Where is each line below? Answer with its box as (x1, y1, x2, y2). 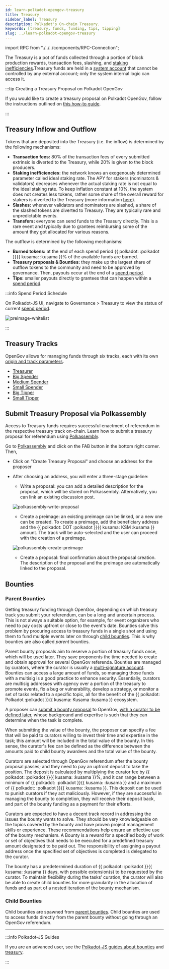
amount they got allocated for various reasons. (12, 229, 110, 235)
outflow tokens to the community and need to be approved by (12, 264, 141, 270)
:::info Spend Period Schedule (5, 290, 67, 296)
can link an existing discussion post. (20, 494, 95, 500)
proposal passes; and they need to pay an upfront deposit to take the (5, 764, 148, 770)
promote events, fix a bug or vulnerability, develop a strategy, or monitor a (5, 686, 159, 692)
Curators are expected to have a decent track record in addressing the (5, 811, 151, 817)
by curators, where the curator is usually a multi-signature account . (5, 664, 145, 671)
